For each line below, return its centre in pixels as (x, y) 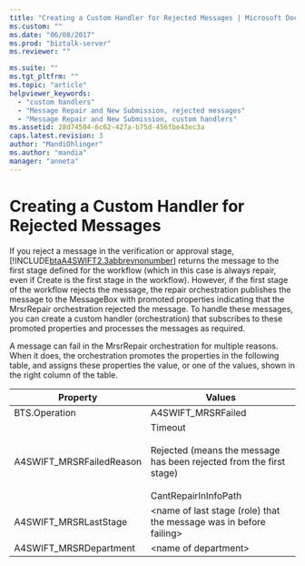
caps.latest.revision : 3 (56, 136)
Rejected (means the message (215, 450)
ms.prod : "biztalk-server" (60, 43)
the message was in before (208, 521)
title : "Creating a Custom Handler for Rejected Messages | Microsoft (146, 18)
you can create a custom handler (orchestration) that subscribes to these (146, 318)
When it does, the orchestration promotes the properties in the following (144, 355)
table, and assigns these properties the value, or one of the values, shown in (152, 365)
